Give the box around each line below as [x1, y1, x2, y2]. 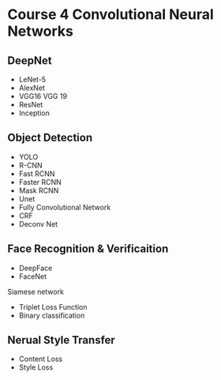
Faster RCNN [18, 177, 62, 186]
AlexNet [18, 83, 45, 92]
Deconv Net [18, 219, 58, 228]
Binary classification [18, 310, 85, 320]
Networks [7, 22, 74, 40]
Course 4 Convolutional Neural [7, 6, 214, 24]
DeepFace [18, 263, 53, 273]
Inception [18, 108, 51, 118]
